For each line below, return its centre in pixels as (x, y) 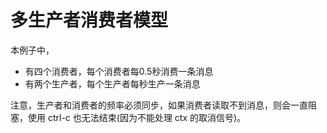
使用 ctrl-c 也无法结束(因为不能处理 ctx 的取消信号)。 (137, 117)
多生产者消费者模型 (89, 20)
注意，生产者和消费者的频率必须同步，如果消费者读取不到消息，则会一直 (159, 105)
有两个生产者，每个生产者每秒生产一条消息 (112, 83)
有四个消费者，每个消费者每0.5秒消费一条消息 (119, 71)
